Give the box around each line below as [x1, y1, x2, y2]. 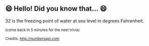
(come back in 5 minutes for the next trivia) [5, 27, 80, 32]
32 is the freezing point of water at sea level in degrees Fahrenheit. [5, 17, 144, 23]
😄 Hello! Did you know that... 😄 [5, 4, 107, 13]
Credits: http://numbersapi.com [5, 36, 59, 41]
